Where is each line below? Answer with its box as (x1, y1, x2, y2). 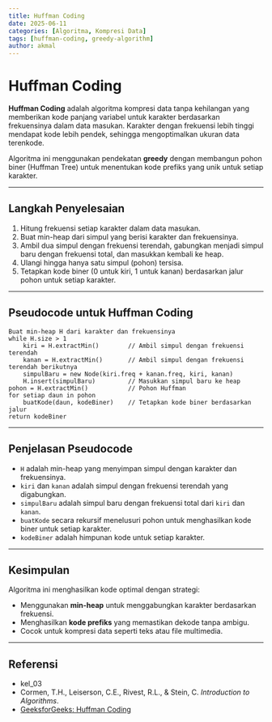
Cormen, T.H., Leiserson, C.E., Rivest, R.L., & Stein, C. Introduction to (19, 687, 250, 697)
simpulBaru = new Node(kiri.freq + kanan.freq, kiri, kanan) (23, 370, 233, 378)
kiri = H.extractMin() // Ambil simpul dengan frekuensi (23, 342, 244, 350)
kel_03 (19, 679, 42, 689)
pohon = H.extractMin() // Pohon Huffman (8, 384, 186, 393)
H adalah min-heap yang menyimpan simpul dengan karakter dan (19, 463, 237, 474)
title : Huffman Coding (8, 11, 85, 20)
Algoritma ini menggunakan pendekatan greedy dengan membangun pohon (8, 154, 262, 164)
